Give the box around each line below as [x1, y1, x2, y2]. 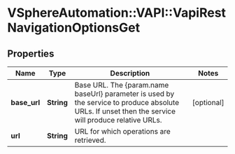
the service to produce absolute [74, 98, 180, 107]
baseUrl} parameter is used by [74, 89, 175, 99]
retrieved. [74, 135, 106, 145]
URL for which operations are [74, 127, 171, 136]
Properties [7, 48, 55, 59]
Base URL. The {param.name [74, 80, 169, 90]
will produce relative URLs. [74, 115, 162, 125]
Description [110, 69, 150, 78]
